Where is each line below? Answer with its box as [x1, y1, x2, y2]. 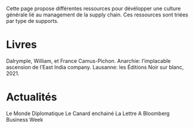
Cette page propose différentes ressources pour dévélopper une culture [6, 5, 181, 12]
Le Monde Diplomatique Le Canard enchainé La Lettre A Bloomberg [6, 110, 170, 117]
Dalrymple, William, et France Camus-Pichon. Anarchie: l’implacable [6, 57, 171, 64]
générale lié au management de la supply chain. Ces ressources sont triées [6, 11, 189, 18]
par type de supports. [6, 18, 59, 24]
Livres [6, 38, 37, 52]
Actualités [6, 90, 58, 104]
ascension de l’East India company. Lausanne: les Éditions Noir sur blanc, [6, 63, 184, 70]
